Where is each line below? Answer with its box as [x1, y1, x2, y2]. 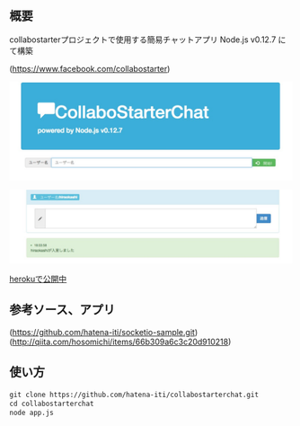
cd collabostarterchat [9, 399, 94, 408]
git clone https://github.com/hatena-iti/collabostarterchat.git [9, 390, 259, 399]
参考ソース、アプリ [9, 302, 115, 317]
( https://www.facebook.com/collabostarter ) [9, 63, 171, 74]
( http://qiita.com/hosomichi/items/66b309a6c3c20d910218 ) [9, 336, 232, 347]
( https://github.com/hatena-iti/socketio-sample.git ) [9, 326, 199, 337]
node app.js [9, 408, 54, 417]
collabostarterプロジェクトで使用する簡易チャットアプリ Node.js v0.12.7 [9, 34, 277, 45]
